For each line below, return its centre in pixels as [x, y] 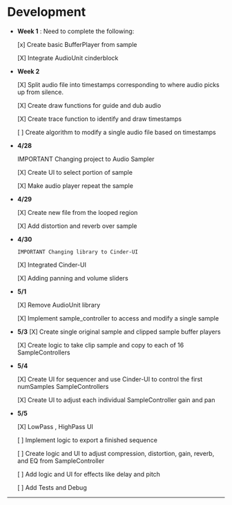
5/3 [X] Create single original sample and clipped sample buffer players [119, 332]
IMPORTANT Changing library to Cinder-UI [77, 252]
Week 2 [28, 71]
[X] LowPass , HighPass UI [55, 426]
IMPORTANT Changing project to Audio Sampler [86, 159]
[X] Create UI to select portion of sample [75, 172]
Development [47, 12]
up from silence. [40, 92]
